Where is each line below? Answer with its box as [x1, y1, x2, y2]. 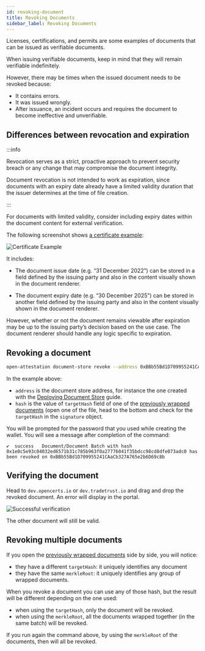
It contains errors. [15, 93, 60, 100]
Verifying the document [6, 470, 99, 481]
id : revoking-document [6, 9, 64, 15]
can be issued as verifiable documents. [6, 44, 106, 51]
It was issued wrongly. [15, 99, 72, 106]
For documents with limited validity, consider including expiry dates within [6, 213, 192, 221]
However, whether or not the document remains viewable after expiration [6, 317, 190, 324]
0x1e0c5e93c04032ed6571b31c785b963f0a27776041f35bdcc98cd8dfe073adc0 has [6, 448, 198, 454]
